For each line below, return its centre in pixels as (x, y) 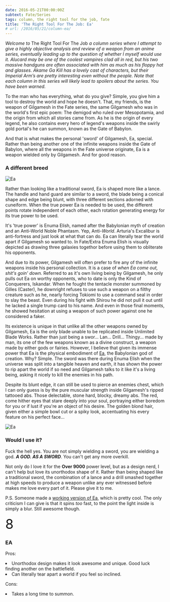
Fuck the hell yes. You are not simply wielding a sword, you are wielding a (82, 451)
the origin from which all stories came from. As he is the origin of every (79, 118)
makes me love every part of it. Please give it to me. (59, 488)
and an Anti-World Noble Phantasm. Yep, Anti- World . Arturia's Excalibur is (82, 231)
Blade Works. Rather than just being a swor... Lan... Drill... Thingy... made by (84, 337)
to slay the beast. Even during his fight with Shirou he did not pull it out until (84, 300)
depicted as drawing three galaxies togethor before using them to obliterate (84, 247)
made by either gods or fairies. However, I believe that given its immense (81, 348)
